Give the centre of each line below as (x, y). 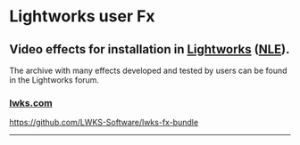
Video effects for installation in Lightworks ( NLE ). (150, 49)
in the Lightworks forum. (54, 80)
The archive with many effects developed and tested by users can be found (148, 70)
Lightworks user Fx (82, 16)
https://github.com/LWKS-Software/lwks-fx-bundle (104, 123)
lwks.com (31, 102)
